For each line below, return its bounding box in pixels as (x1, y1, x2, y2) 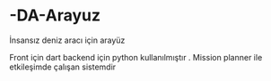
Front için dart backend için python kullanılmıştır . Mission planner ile (9, 52, 263, 62)
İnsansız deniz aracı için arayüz (9, 35, 126, 45)
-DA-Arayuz (9, 5, 101, 26)
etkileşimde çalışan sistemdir (9, 61, 117, 72)
